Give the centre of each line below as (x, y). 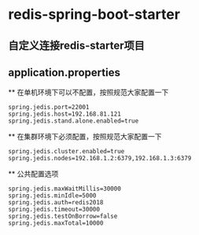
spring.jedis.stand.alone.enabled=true (74, 121)
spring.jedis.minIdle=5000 (52, 196)
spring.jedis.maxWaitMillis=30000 (65, 189)
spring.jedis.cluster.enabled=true (66, 152)
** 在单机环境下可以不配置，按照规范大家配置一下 (88, 93)
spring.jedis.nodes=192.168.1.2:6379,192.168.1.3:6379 (100, 159)
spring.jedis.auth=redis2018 (56, 203)
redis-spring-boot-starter (94, 15)
